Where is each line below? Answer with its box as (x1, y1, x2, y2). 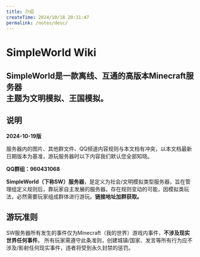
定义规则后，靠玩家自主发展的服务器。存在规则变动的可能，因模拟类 (16, 185, 184, 192)
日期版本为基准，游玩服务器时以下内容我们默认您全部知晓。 (6, 152, 153, 160)
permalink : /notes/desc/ (6, 20, 68, 26)
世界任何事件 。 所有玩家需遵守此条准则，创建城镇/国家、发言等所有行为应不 (6, 237, 193, 244)
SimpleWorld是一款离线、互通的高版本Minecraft (6, 71, 186, 81)
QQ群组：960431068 (6, 165, 60, 172)
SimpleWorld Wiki (6, 45, 97, 59)
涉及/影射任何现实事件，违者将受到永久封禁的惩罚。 (6, 244, 134, 251)
